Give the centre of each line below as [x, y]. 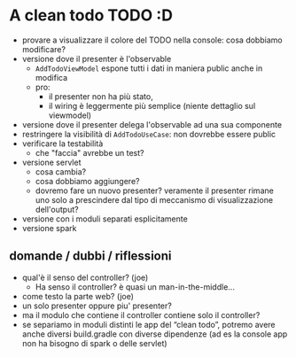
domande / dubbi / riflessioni [90, 256]
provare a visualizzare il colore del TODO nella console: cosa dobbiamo [152, 40]
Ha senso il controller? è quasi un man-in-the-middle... [135, 287]
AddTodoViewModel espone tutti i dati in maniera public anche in [149, 68]
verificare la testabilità [62, 144]
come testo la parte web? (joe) [78, 296]
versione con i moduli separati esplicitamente [105, 219]
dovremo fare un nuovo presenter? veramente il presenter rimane [155, 190]
